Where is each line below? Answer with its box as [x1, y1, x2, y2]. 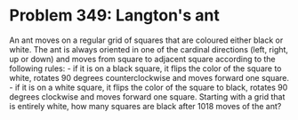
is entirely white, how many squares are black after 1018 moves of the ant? [9, 100, 282, 111]
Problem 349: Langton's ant [9, 5, 221, 26]
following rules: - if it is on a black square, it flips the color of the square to [9, 63, 282, 74]
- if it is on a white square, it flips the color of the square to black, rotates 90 [9, 82, 288, 92]
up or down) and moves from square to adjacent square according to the [9, 53, 276, 64]
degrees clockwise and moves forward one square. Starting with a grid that [9, 91, 286, 102]
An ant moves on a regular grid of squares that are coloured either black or [9, 35, 284, 45]
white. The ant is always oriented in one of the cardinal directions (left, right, [9, 44, 289, 54]
